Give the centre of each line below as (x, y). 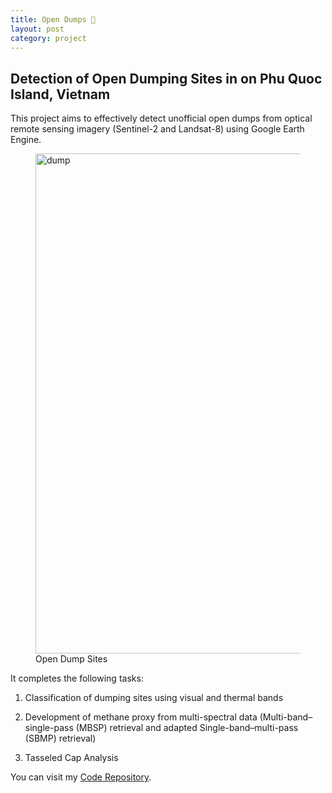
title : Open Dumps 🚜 (53, 19)
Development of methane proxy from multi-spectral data (141, 717)
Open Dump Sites (71, 659)
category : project (48, 38)
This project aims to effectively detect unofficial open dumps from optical (161, 118)
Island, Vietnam (60, 94)
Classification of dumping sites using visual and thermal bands (154, 698)
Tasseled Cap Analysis (71, 758)
